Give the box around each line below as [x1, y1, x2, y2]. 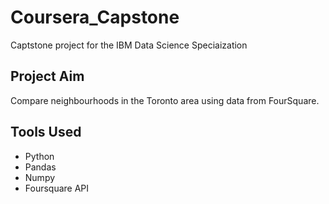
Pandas [24, 161, 57, 173]
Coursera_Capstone [10, 6, 180, 29]
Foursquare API [24, 182, 90, 194]
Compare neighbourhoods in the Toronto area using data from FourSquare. [10, 94, 320, 106]
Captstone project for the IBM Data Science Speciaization [10, 39, 248, 51]
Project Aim [10, 68, 85, 85]
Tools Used [10, 124, 82, 141]
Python [24, 150, 55, 162]
